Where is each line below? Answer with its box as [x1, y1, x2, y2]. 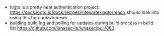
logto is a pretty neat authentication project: [9, 4, 100, 10]
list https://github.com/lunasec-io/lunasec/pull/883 [9, 25, 115, 31]
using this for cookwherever [9, 15, 68, 20]
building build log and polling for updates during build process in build [9, 20, 154, 26]
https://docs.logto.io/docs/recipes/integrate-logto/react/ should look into [9, 9, 160, 15]
